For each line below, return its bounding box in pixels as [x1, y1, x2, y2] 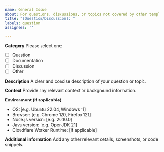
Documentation [12, 58, 43, 64]
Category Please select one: [5, 43, 63, 49]
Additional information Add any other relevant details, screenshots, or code [5, 136, 159, 142]
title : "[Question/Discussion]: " [5, 16, 76, 21]
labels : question [5, 20, 41, 26]
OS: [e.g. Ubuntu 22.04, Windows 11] [12, 106, 86, 112]
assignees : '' [5, 25, 34, 30]
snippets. [5, 142, 24, 148]
